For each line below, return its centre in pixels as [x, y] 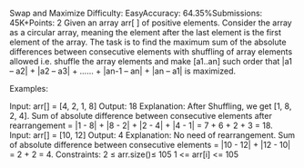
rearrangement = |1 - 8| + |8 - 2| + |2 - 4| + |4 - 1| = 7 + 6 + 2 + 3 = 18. [141, 125]
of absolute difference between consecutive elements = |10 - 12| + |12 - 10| [150, 145]
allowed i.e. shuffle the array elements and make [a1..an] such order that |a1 [151, 61]
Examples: [29, 89]
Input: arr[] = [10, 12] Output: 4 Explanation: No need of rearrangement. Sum [152, 135]
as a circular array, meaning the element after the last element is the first [146, 32]
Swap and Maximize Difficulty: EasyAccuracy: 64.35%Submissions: [136, 13]
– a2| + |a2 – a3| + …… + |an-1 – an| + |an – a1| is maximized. [123, 71]
